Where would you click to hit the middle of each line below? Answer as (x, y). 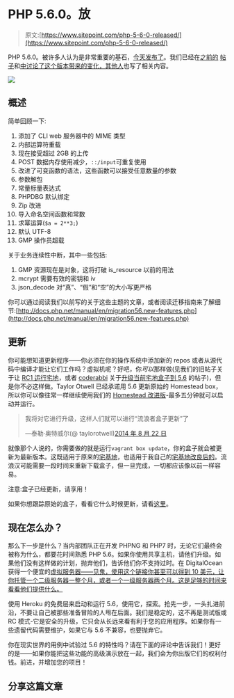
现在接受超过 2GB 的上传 (53, 153)
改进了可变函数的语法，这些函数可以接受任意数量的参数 (97, 170)
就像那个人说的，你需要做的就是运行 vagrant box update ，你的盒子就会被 (112, 448)
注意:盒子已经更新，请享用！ (49, 489)
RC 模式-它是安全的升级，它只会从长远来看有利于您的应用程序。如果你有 (112, 621)
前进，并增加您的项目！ (53, 663)
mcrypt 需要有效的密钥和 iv (57, 278)
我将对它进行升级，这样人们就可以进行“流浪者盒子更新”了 (107, 418)
